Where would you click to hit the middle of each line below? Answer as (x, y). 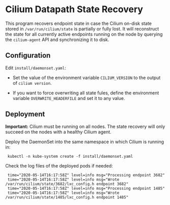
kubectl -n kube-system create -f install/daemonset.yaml (70, 156)
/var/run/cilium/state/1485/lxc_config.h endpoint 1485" (67, 197)
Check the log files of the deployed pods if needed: (59, 165)
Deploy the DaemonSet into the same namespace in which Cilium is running (85, 142)
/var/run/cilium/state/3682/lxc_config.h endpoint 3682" (67, 184)
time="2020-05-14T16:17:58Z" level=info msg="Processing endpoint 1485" (86, 188)
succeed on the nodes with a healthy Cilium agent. (59, 132)
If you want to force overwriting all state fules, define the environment (86, 93)
